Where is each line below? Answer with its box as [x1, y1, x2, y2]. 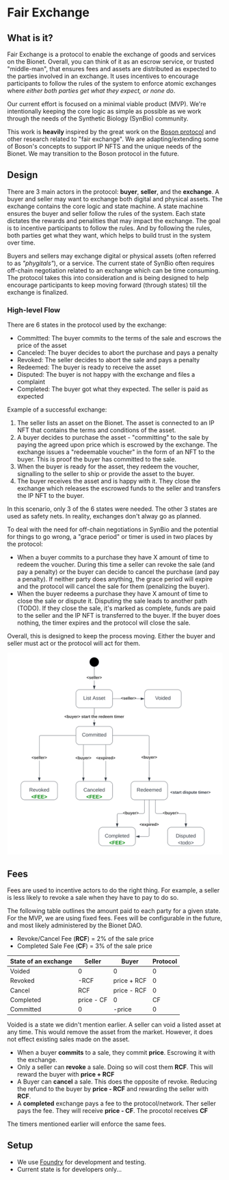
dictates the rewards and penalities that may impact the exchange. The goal [7, 216, 221, 225]
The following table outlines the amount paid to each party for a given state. [7, 907, 221, 915]
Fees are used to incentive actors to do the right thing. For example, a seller [7, 886, 220, 894]
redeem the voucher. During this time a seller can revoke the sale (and [16, 560, 215, 569]
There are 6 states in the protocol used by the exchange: [7, 321, 167, 329]
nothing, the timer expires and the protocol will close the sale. [16, 618, 191, 627]
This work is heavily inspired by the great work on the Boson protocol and [7, 128, 217, 136]
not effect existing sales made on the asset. [7, 1035, 130, 1043]
